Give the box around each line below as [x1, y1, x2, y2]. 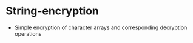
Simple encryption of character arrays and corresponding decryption [14, 24, 188, 31]
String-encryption [5, 4, 100, 18]
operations [14, 30, 42, 37]
